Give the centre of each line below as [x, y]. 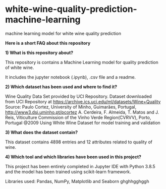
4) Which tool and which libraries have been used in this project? [73, 157]
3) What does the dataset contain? [41, 132]
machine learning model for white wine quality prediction [63, 33]
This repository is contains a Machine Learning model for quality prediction [82, 62]
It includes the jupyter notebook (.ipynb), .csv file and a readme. [71, 77]
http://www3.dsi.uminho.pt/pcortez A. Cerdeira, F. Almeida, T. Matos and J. [82, 112]
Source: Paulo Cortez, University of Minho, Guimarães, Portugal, [71, 107]
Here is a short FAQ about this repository [48, 43]
